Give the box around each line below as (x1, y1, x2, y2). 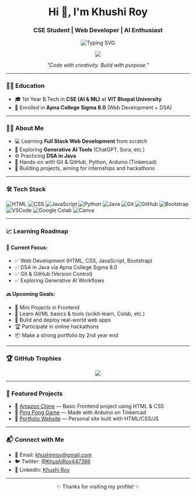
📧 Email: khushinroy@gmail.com (14, 451, 92, 458)
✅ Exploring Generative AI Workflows (14, 277, 104, 284)
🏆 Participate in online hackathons (14, 323, 99, 330)
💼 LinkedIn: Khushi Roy (14, 466, 70, 473)
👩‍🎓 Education (6, 82, 45, 90)
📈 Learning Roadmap (6, 228, 69, 236)
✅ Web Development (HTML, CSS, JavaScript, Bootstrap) (14, 257, 153, 264)
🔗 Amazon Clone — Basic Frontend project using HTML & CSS (14, 403, 164, 410)
